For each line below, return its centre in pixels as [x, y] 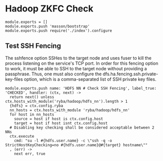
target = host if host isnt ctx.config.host [61, 123]
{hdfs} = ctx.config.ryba [37, 106]
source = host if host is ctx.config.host [59, 119]
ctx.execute [22, 136]
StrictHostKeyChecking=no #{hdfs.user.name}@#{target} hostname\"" [77, 145]
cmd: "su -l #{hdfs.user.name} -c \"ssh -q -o [63, 141]
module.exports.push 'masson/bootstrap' [48, 26]
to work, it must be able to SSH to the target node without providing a [76, 68]
